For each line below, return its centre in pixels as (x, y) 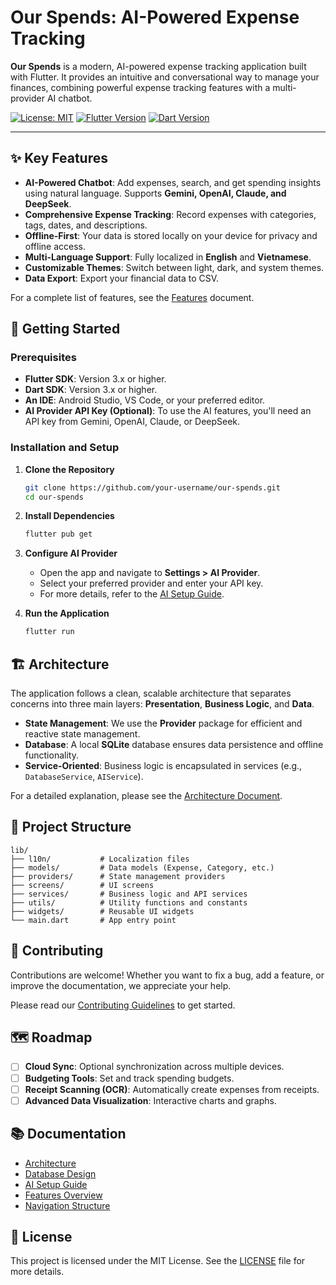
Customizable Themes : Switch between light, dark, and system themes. (174, 267)
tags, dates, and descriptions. (86, 225)
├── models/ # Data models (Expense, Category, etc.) (142, 867)
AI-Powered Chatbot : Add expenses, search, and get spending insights (173, 182)
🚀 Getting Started (65, 329)
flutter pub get (58, 534)
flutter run (49, 632)
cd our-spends (54, 497)
